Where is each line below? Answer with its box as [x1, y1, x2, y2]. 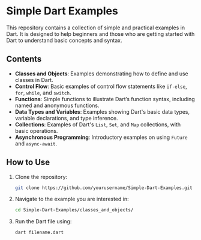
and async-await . [14, 139, 58, 147]
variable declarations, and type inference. [14, 114, 118, 121]
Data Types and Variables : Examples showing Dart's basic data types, [14, 108, 190, 115]
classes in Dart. [14, 76, 53, 83]
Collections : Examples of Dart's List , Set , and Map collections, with [14, 121, 181, 128]
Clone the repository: [14, 173, 68, 180]
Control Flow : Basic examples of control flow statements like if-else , [14, 83, 187, 90]
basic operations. [14, 127, 58, 134]
